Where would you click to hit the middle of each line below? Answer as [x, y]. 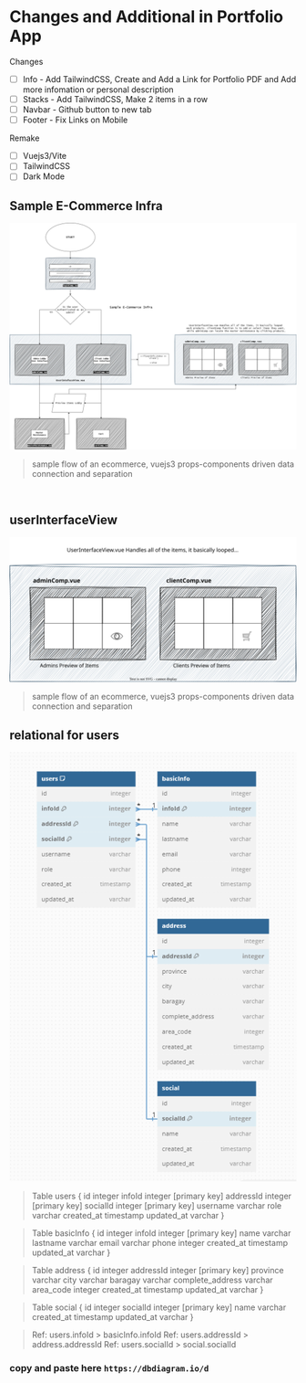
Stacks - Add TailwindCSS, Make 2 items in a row [115, 99]
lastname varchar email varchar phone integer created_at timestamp [160, 1243]
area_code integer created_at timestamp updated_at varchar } [148, 1290]
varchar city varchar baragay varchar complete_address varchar [152, 1280]
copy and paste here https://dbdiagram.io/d [109, 1368]
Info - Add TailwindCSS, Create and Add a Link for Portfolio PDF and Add [159, 79]
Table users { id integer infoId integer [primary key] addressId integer [162, 1196]
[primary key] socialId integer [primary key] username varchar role [157, 1206]
